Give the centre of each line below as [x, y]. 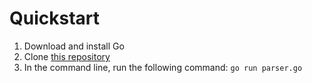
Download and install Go [74, 46]
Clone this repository [67, 56]
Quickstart [55, 18]
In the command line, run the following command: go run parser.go [163, 67]
